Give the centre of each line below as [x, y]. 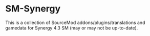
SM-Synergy [33, 9]
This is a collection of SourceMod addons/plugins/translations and [75, 22]
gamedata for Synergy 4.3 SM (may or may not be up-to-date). [72, 27]
